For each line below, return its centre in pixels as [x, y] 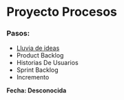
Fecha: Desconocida [37, 90]
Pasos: [18, 34]
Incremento [33, 77]
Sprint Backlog [38, 70]
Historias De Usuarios [47, 63]
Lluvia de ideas [38, 48]
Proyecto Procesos [62, 12]
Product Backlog [40, 55]
